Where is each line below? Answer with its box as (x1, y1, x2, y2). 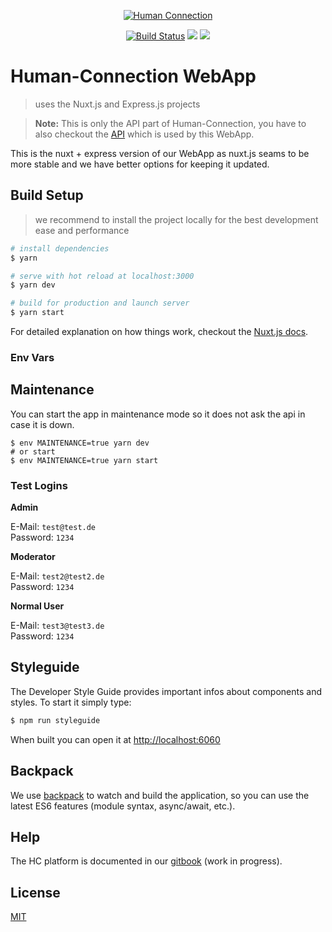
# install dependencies (10, 243, 110, 254)
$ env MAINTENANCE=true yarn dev (10, 438, 150, 448)
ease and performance (34, 224, 130, 236)
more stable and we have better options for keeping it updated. (10, 158, 270, 170)
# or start (10, 446, 56, 457)
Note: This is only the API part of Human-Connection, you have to (34, 117, 307, 129)
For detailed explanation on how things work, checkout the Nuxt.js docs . (10, 326, 309, 337)
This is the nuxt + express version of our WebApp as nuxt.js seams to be (10, 147, 310, 159)
